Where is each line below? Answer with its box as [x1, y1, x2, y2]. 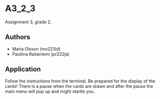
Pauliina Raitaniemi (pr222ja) [12, 51, 70, 57]
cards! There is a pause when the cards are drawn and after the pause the [5, 83, 154, 89]
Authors [5, 33, 31, 41]
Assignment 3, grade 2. [5, 19, 52, 25]
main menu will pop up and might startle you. [5, 88, 95, 94]
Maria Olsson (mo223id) [12, 46, 61, 51]
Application [5, 65, 41, 73]
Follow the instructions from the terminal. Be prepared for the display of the [5, 78, 156, 84]
